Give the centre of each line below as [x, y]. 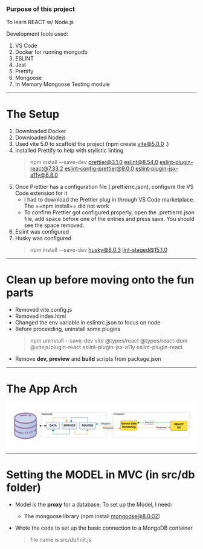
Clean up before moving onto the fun [100, 280]
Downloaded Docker [40, 131]
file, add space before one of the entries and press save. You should [109, 219]
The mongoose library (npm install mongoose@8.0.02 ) [92, 516]
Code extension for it [41, 193]
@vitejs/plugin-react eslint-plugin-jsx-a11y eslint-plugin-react [106, 347]
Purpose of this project [41, 9]
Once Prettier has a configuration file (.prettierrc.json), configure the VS [104, 187]
